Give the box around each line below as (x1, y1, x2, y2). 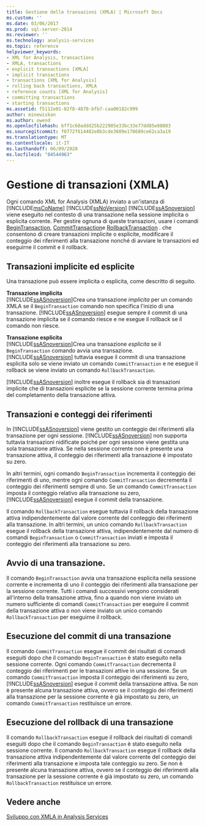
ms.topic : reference (6, 44, 59, 50)
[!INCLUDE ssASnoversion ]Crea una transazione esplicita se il (6, 341, 162, 348)
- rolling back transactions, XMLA (6, 83, 97, 89)
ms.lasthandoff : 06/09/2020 (6, 145, 78, 152)
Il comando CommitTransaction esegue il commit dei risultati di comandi (6, 647, 185, 654)
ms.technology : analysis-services (6, 37, 95, 44)
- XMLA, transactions (6, 60, 62, 66)
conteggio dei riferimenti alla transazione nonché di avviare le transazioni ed (6, 237, 199, 244)
